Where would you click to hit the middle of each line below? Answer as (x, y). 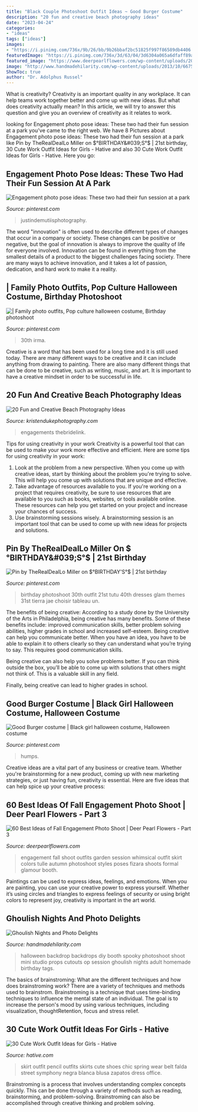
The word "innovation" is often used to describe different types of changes (97, 231)
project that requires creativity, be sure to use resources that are (93, 492)
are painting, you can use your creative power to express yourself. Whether (98, 888)
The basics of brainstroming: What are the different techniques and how (94, 979)
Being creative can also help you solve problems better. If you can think (93, 661)
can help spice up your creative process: (56, 786)
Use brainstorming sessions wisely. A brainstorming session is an (94, 517)
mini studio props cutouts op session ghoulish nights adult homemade (105, 962)
